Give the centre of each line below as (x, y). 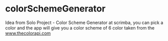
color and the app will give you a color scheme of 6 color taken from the (80, 27)
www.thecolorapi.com (28, 33)
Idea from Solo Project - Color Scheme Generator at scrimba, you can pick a (84, 22)
